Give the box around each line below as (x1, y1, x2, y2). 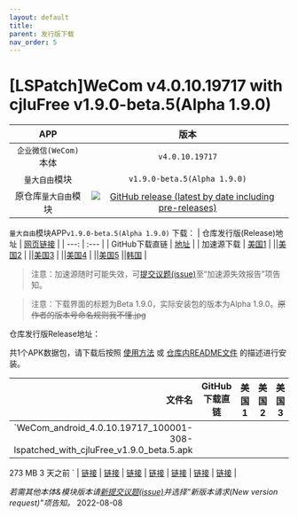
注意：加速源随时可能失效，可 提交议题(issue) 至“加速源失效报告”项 (30, 269, 273, 279)
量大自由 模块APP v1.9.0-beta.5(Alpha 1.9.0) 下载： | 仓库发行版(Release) (9, 228, 277, 239)
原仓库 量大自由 (14, 190, 73, 202)
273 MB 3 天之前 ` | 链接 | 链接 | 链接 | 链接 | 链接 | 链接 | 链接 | (9, 467, 237, 479)
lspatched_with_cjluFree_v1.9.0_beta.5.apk (13, 444, 193, 457)
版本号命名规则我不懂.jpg (54, 309, 146, 320)
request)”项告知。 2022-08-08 (9, 497, 123, 508)
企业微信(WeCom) (16, 145, 80, 156)
